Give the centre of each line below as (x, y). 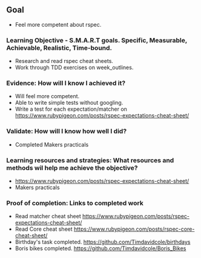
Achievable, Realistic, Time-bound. (59, 48)
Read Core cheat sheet (44, 229)
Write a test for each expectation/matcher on (71, 109)
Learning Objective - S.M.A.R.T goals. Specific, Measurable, (97, 40)
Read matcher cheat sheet (48, 216)
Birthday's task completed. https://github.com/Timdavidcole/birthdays (103, 242)
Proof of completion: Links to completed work (75, 203)
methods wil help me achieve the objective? (72, 168)
